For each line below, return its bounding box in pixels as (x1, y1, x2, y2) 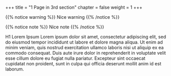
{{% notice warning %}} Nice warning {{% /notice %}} (5, 14, 120, 20)
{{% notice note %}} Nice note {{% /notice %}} (5, 24, 105, 30)
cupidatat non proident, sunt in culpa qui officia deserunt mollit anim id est (5, 61, 162, 66)
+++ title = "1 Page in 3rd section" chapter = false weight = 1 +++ (5, 5, 143, 10)
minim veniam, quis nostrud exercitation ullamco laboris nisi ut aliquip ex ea (5, 45, 164, 50)
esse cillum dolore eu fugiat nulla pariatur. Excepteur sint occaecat (5, 55, 145, 61)
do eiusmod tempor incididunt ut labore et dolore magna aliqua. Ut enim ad (5, 39, 163, 45)
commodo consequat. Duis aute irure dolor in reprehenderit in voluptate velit (5, 50, 166, 56)
